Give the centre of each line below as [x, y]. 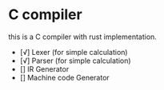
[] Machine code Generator [64, 77]
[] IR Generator [44, 68]
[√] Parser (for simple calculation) [75, 61]
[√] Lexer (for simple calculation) [74, 52]
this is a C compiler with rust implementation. [83, 37]
